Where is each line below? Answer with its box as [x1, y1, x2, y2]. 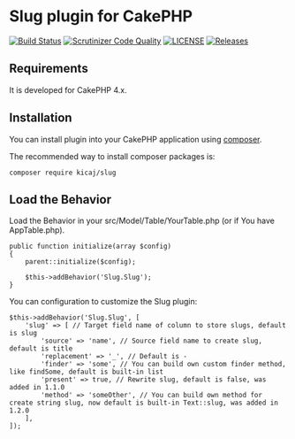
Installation [9, 111, 72, 126]
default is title [9, 344, 73, 353]
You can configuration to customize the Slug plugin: [9, 297, 198, 307]
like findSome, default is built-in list [9, 367, 164, 377]
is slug [9, 329, 38, 338]
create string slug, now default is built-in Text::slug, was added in [9, 398, 278, 408]
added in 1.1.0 [9, 383, 65, 392]
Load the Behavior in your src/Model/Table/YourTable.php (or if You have [9, 215, 276, 227]
